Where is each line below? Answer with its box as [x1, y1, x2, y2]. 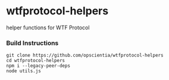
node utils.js [6, 68, 42, 74]
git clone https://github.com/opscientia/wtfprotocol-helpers [6, 53, 164, 59]
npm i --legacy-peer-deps [6, 63, 70, 69]
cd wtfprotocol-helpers [6, 58, 65, 64]
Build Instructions [6, 39, 59, 47]
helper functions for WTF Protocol [6, 24, 90, 31]
